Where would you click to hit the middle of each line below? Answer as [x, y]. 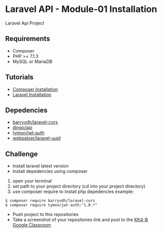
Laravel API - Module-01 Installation [81, 9]
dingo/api [22, 127]
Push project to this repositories [45, 214]
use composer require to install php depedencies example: [73, 191]
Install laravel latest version [40, 166]
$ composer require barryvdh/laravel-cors [50, 201]
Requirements [28, 39]
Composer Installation [35, 89]
